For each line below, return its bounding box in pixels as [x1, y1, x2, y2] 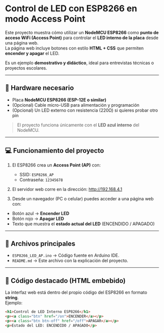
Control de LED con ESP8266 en [5, 3, 138, 14]
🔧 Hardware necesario [5, 84, 74, 92]
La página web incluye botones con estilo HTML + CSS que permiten [5, 45, 144, 51]
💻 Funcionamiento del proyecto [5, 146, 104, 155]
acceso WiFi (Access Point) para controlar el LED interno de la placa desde [5, 35, 159, 41]
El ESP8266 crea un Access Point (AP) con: [12, 162, 101, 168]
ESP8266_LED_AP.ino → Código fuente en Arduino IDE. [12, 253, 120, 259]
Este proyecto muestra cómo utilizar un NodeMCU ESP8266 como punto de [5, 29, 159, 35]
